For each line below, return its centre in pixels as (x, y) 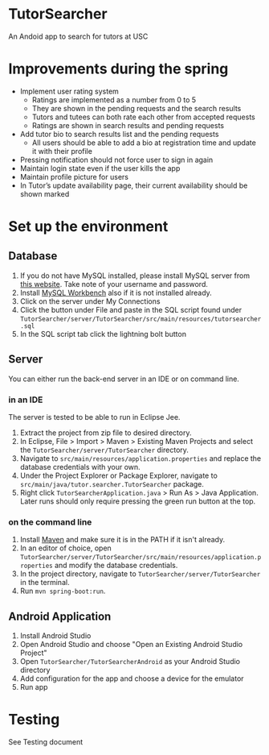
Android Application (60, 616)
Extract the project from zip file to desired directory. (106, 433)
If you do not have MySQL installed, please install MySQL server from (135, 276)
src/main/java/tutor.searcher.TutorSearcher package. (112, 483)
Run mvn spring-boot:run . (63, 591)
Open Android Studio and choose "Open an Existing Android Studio (131, 645)
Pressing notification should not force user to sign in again (116, 160)
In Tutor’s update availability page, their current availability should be (134, 185)
